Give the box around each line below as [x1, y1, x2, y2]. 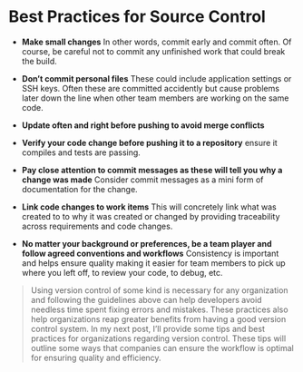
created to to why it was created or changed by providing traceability [21, 210, 280, 221]
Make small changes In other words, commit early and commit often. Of [21, 36, 292, 47]
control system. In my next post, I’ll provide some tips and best [30, 323, 265, 334]
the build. [21, 55, 57, 66]
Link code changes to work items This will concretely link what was [21, 201, 278, 212]
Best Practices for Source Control [8, 6, 267, 27]
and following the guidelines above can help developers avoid [30, 294, 262, 305]
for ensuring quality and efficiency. [30, 352, 161, 363]
